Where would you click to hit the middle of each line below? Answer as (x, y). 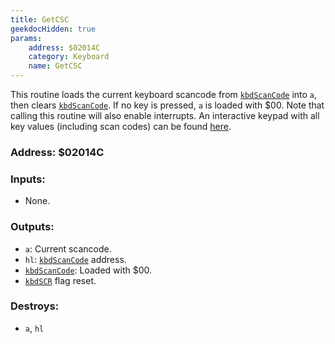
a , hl (34, 328)
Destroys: (35, 306)
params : (26, 38)
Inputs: (28, 179)
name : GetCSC (55, 66)
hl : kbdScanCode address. (75, 259)
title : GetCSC (40, 19)
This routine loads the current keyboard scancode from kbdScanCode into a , (164, 94)
